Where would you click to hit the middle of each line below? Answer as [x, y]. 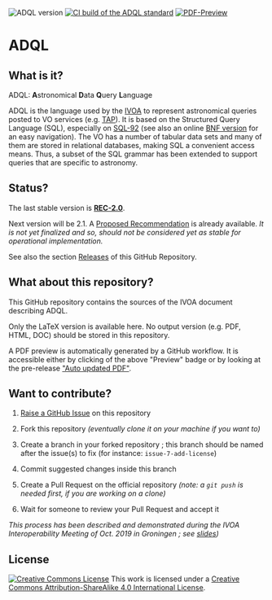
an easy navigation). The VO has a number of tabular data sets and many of [135, 137]
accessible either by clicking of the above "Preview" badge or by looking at [135, 359]
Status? [29, 188]
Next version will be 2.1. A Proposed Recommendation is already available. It [136, 223]
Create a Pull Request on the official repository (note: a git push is [132, 485]
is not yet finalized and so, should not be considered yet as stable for [125, 232]
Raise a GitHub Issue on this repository [86, 413]
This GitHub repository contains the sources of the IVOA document [121, 302]
